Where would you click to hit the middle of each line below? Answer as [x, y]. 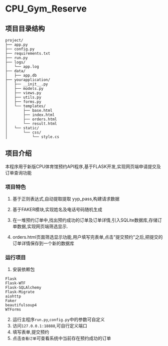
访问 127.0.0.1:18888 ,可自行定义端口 [50, 326]
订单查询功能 [18, 172]
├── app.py [17, 45]
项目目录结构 [25, 28]
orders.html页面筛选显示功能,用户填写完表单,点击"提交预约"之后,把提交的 [88, 237]
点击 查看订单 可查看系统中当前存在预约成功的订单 [62, 338]
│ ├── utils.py [23, 97]
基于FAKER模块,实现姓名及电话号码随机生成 [57, 210]
